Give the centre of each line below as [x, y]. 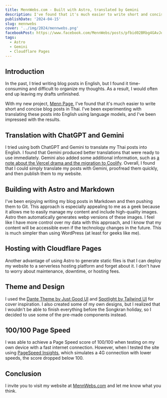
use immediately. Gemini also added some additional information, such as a [82, 158]
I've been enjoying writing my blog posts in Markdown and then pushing [79, 201]
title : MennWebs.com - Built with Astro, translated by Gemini [72, 10]
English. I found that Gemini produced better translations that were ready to [83, 153]
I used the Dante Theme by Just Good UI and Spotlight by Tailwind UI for [80, 298]
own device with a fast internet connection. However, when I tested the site [82, 348]
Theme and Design [35, 287]
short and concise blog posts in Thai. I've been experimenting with [73, 109]
